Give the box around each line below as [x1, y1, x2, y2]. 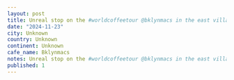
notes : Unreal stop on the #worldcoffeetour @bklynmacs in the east [7, 56, 210, 63]
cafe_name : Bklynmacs [7, 49, 70, 56]
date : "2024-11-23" [7, 23, 64, 30]
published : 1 [7, 62, 45, 69]
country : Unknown [7, 36, 58, 43]
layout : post [7, 10, 45, 17]
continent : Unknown [7, 42, 64, 49]
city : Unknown [7, 29, 49, 37]
